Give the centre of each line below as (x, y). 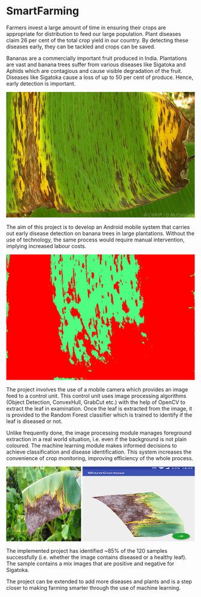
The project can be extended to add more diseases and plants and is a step (99, 581)
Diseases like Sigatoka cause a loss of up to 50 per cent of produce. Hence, (100, 77)
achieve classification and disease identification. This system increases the (99, 452)
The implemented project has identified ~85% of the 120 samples (87, 550)
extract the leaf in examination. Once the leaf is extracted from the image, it (99, 408)
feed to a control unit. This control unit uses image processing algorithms (96, 396)
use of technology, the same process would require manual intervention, (95, 240)
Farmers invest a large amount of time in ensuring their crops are (86, 27)
